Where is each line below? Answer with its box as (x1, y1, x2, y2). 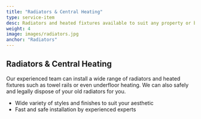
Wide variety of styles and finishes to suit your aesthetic (14, 99, 154, 106)
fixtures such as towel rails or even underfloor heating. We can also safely (6, 81, 189, 88)
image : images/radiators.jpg (6, 31, 79, 37)
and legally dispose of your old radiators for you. (6, 88, 126, 95)
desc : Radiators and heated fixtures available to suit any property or (6, 20, 191, 26)
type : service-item (6, 14, 55, 20)
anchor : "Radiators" (6, 37, 58, 43)
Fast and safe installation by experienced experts (14, 106, 136, 113)
